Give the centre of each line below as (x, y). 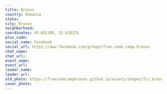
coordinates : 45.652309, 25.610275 (42, 33)
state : (12, 19)
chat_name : (16, 51)
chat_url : (15, 56)
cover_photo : (19, 84)
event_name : (17, 61)
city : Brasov (19, 24)
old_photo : (16, 79)
